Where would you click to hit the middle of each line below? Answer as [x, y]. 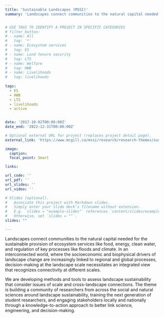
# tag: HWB [18, 68]
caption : [18, 153]
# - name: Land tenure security [38, 54]
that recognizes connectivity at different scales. [53, 270]
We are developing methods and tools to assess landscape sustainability [78, 279]
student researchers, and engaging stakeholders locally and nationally [76, 300]
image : [12, 149]
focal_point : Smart [29, 158]
